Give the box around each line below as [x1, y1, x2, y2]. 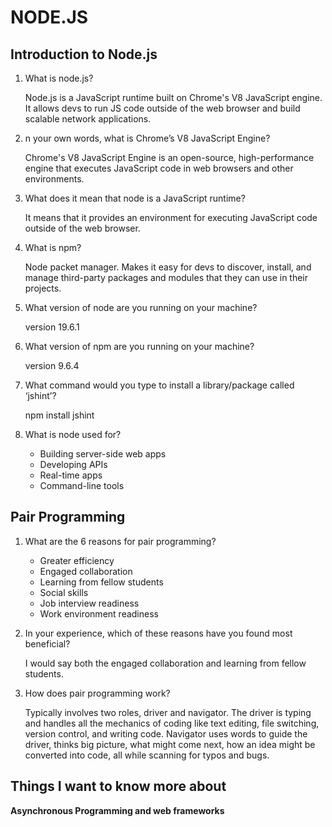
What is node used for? [24, 429, 122, 440]
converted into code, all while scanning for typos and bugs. [24, 749, 270, 761]
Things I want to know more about [10, 778, 227, 795]
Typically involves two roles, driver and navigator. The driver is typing [24, 706, 312, 718]
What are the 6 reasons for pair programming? [24, 535, 217, 547]
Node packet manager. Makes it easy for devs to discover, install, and [24, 261, 312, 273]
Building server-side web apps [39, 448, 167, 460]
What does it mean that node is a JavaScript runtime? [24, 192, 246, 204]
